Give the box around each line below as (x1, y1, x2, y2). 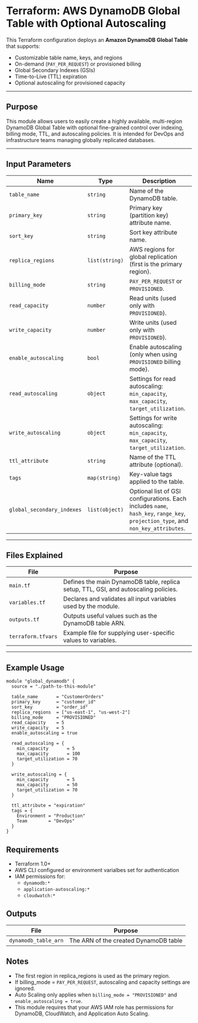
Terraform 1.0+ (14, 860, 51, 867)
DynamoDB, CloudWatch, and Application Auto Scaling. (14, 1010, 150, 1017)
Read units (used (129, 294, 177, 302)
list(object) (87, 506, 124, 513)
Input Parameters (6, 159, 71, 169)
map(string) (87, 475, 121, 481)
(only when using (129, 350, 177, 359)
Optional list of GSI (129, 487, 181, 495)
